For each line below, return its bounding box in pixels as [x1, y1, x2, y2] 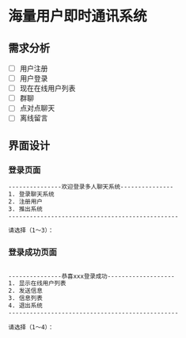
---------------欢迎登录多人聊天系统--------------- [8, 183, 174, 191]
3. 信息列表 [8, 294, 44, 302]
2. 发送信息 [8, 287, 44, 295]
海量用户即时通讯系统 [8, 7, 148, 25]
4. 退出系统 [8, 302, 44, 310]
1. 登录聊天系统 [8, 190, 55, 198]
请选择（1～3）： [8, 226, 54, 234]
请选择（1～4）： [8, 323, 54, 331]
